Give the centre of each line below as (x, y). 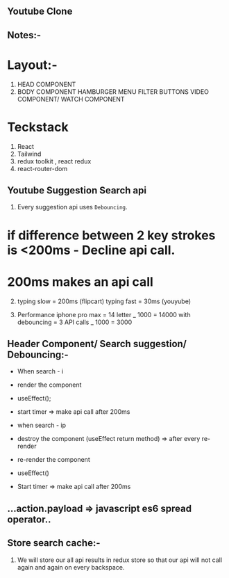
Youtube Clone (40, 11)
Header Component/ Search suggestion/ (97, 344)
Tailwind (29, 154)
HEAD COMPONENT (46, 84)
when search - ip (42, 425)
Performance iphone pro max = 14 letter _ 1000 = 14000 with (104, 314)
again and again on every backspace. (71, 567)
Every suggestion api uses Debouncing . (72, 207)
